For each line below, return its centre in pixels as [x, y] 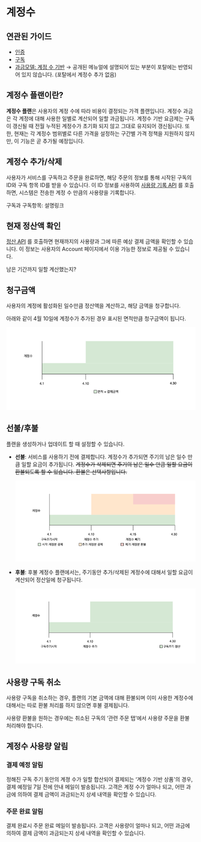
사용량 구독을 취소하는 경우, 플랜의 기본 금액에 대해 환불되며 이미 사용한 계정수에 [100, 698]
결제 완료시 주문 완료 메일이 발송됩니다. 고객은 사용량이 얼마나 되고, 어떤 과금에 [98, 825]
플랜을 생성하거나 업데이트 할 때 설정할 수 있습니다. [65, 444]
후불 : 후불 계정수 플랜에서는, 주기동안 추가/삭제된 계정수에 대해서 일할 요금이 [104, 572]
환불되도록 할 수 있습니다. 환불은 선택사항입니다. [71, 472]
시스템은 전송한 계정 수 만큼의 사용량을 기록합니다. [77, 192]
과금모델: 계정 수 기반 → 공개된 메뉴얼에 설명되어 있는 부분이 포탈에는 [96, 67]
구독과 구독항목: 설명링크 [35, 205]
